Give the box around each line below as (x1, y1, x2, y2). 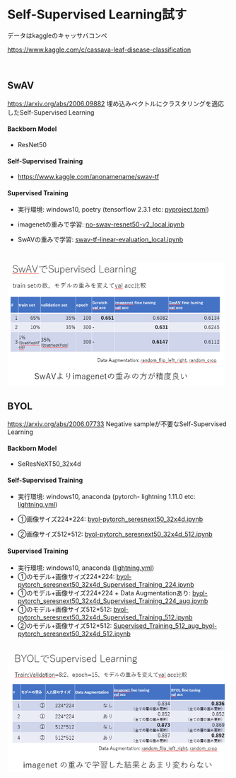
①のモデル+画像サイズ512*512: (17, 605, 112, 613)
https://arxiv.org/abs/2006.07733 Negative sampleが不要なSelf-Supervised (7, 419, 227, 428)
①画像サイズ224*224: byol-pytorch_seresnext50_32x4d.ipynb (17, 515, 203, 524)
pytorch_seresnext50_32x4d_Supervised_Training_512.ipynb (17, 613, 193, 622)
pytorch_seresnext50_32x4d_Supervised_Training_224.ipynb (17, 580, 194, 588)
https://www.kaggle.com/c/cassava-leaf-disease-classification (7, 45, 191, 54)
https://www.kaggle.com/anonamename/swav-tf (17, 173, 160, 181)
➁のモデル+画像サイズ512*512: (17, 621, 112, 630)
